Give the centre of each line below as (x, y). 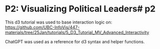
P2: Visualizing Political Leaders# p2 (80, 9)
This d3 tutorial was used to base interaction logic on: (59, 22)
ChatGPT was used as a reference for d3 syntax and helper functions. (75, 41)
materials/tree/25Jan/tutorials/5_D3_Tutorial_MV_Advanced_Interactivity (77, 32)
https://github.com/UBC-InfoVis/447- (42, 27)
